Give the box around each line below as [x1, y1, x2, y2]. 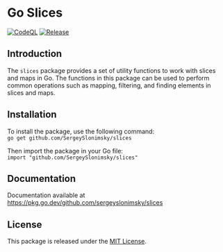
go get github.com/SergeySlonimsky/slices [7, 134, 132, 142]
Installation [7, 109, 57, 121]
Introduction [7, 48, 63, 60]
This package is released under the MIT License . [7, 237, 147, 246]
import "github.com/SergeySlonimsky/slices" [7, 154, 138, 161]
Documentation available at [7, 191, 85, 199]
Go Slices [7, 5, 63, 21]
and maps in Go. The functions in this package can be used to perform [7, 74, 210, 82]
